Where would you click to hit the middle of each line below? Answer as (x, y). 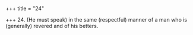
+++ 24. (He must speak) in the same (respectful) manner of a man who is (96, 20)
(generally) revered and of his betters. (52, 26)
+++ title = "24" (25, 8)
